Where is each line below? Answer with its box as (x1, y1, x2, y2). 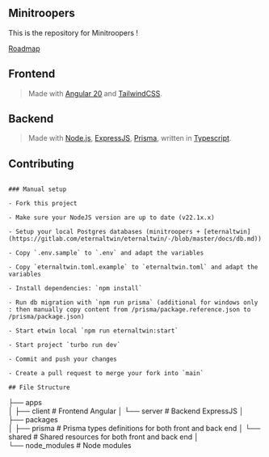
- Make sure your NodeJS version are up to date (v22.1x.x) (8, 214, 216, 222)
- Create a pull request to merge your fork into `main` (8, 370, 204, 378)
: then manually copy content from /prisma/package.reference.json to (8, 306, 251, 314)
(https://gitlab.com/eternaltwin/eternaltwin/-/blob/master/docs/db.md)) (8, 235, 263, 243)
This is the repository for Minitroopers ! (8, 28, 139, 37)
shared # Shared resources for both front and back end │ (8, 432, 200, 442)
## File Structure (8, 383, 70, 391)
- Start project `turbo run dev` (8, 341, 121, 349)
